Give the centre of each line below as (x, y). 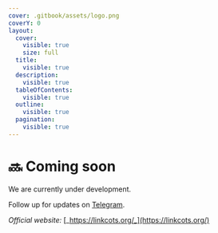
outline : (30, 105)
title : (26, 61)
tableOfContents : (44, 90)
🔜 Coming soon (62, 166)
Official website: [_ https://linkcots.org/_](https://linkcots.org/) (109, 219)
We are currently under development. (70, 189)
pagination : (36, 120)
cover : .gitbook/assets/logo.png (64, 16)
